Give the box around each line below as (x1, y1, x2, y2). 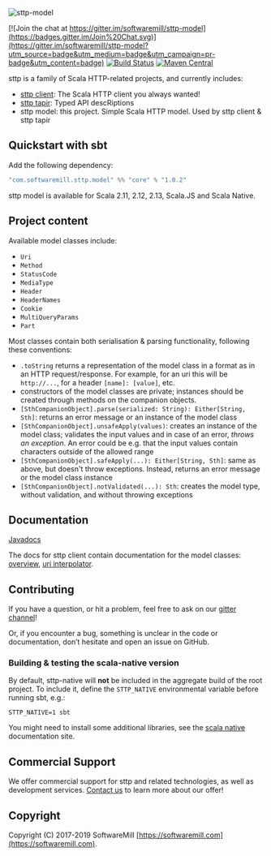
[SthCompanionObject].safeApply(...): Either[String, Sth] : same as (19, 455, 256, 465)
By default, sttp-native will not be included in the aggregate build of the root (8, 676, 263, 686)
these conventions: (8, 345, 73, 355)
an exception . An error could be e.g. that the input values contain (19, 438, 239, 448)
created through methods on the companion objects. (19, 394, 197, 405)
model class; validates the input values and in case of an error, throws (19, 429, 254, 439)
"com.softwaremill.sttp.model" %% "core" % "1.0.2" (8, 175, 187, 184)
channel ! (8, 613, 38, 622)
